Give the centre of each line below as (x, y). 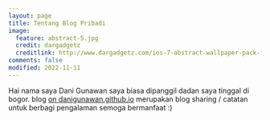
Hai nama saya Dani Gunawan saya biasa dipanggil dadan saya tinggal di (129, 90)
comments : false (35, 61)
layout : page (30, 16)
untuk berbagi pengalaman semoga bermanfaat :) (90, 107)
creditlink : (36, 53)
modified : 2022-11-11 (45, 68)
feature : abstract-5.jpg (57, 38)
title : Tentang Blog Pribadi (57, 23)
